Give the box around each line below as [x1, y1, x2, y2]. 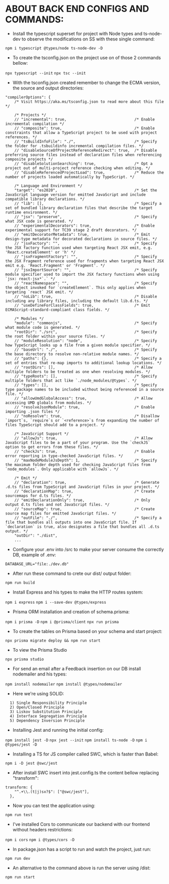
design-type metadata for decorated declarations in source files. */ [5, 236, 157, 241]
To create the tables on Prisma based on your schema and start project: [12, 628, 162, 634]
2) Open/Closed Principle [10, 704, 65, 710]
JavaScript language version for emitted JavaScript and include [5, 192, 146, 197]
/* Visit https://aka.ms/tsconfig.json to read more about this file [14, 99, 164, 104]
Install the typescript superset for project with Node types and [12, 30, 143, 36]
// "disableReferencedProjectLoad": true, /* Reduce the [14, 170, 164, 175]
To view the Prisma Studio [12, 647, 67, 653]
